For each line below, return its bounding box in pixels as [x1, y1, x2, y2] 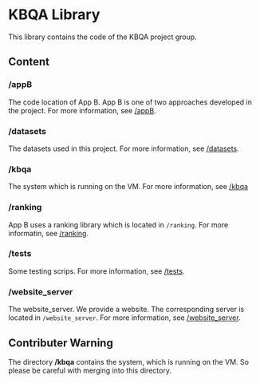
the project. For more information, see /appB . [8, 105, 157, 115]
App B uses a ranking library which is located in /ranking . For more [8, 219, 229, 229]
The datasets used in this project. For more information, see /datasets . [8, 144, 239, 153]
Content [8, 55, 50, 69]
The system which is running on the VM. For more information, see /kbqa [8, 182, 249, 191]
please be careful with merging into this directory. [8, 365, 171, 375]
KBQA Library [8, 6, 100, 24]
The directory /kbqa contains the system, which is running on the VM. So [8, 357, 250, 366]
